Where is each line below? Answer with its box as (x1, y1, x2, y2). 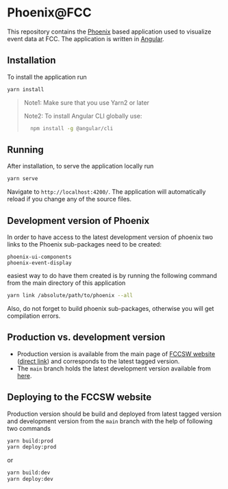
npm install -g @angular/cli (30, 125, 114, 131)
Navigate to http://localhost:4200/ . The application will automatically (7, 188, 206, 196)
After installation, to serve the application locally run (7, 162, 154, 171)
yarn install (7, 86, 45, 93)
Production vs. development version (7, 331, 166, 343)
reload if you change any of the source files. (7, 195, 132, 203)
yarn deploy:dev (7, 476, 53, 483)
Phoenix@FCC (7, 5, 92, 21)
